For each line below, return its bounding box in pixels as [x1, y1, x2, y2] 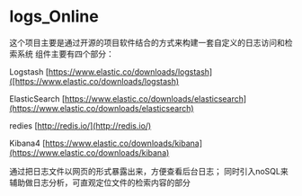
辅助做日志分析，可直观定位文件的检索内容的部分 [9, 177, 191, 188]
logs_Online [9, 6, 99, 27]
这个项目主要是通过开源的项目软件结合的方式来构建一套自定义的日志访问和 [9, 37, 285, 48]
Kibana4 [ [9, 138, 46, 148]
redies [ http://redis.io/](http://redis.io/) [9, 120, 152, 131]
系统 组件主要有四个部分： [16, 48, 114, 59]
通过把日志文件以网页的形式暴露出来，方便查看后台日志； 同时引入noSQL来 [9, 165, 289, 176]
